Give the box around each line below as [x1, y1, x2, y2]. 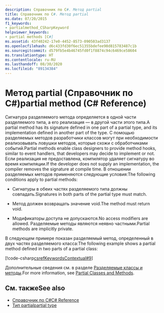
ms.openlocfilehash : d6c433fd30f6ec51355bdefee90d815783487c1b [5, 44, 137, 48]
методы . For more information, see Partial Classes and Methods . [5, 270, 135, 276]
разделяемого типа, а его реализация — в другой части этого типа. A [5, 119, 150, 125]
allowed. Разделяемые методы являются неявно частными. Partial [12, 220, 150, 226]
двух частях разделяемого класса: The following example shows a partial [5, 241, 156, 246]
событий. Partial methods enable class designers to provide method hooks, [5, 145, 157, 151]
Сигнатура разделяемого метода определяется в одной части [5, 114, 136, 120]
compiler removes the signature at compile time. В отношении [5, 166, 131, 172]
